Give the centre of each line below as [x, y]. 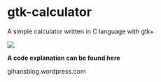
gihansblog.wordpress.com [47, 71]
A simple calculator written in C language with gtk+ [81, 31]
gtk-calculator [50, 12]
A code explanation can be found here [64, 58]
